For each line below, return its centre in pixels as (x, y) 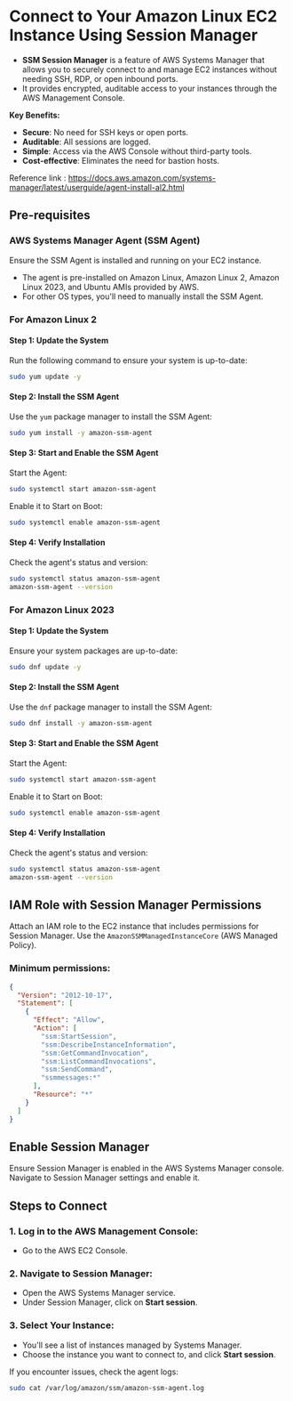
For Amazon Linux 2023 (62, 610)
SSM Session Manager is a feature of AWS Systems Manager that (143, 60)
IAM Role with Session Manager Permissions (135, 905)
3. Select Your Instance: (62, 1325)
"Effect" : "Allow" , (68, 1020)
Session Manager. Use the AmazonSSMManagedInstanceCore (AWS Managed (143, 935)
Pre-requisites (50, 215)
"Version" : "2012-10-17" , (65, 995)
